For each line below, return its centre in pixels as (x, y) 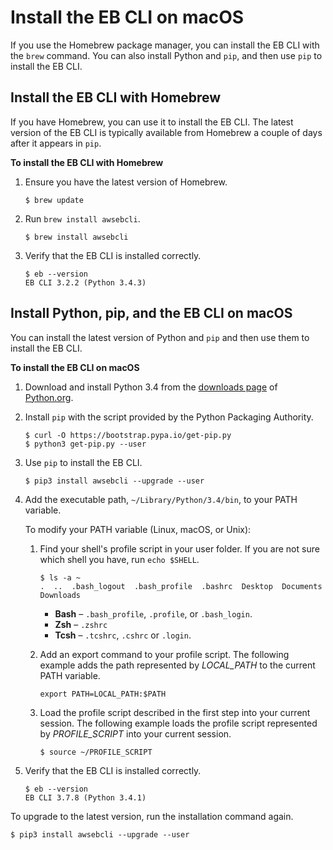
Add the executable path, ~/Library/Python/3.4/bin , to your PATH (161, 499)
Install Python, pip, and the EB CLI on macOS (151, 313)
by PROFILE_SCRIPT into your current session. (135, 733)
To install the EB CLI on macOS (75, 367)
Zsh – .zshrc (81, 624)
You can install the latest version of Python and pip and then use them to (160, 337)
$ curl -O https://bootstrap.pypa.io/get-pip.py (128, 435)
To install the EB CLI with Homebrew (87, 162)
